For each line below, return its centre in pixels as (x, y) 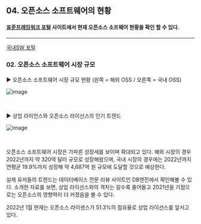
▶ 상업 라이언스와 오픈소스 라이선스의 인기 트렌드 (64, 116)
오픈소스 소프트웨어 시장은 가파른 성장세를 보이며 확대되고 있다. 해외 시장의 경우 (99, 152)
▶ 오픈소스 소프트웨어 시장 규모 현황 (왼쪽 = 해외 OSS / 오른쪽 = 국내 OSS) (94, 80)
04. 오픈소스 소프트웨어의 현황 (59, 11)
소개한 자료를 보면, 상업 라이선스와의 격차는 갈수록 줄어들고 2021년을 (94, 187)
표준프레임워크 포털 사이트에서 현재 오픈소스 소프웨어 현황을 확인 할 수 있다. (93, 27)
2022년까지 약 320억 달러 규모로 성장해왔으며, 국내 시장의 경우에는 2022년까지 (99, 159)
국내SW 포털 (21, 47)
